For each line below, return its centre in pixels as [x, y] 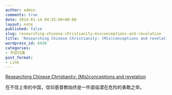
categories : [18, 48]
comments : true [21, 15]
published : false [24, 29]
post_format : [19, 57]
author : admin [20, 10]
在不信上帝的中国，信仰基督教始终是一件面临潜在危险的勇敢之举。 [75, 87]
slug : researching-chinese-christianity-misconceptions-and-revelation [83, 34]
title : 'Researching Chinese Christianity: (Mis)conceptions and [76, 39]
